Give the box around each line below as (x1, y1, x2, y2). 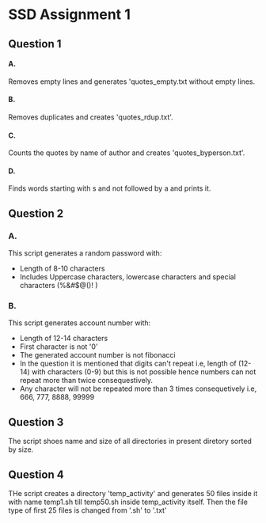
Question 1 (8, 37, 62, 51)
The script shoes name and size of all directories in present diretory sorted (8, 437, 252, 446)
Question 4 (8, 468, 65, 481)
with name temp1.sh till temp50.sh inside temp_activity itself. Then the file (8, 497, 248, 506)
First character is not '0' (19, 342, 98, 351)
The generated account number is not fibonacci (19, 351, 176, 360)
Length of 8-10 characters (19, 263, 105, 274)
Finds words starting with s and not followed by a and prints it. (8, 184, 211, 193)
